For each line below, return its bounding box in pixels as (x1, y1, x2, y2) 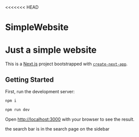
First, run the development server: (5, 88, 75, 94)
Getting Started (5, 75, 54, 84)
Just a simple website (5, 44, 97, 56)
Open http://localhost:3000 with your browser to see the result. (5, 116, 135, 122)
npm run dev (5, 107, 30, 112)
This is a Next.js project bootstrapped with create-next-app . (5, 61, 128, 67)
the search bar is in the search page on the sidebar (5, 126, 110, 132)
